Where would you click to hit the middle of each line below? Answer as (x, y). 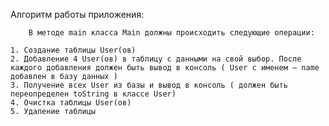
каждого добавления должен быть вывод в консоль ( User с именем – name (165, 68)
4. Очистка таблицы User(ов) (71, 103)
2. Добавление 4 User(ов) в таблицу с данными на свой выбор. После (156, 59)
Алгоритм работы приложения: (77, 14)
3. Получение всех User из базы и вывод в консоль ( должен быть (149, 85)
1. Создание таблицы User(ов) (73, 50)
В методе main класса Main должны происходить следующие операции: (171, 33)
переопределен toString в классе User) (93, 94)
